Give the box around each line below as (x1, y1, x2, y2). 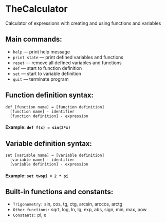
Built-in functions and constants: (5, 187, 114, 196)
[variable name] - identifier (10, 157, 75, 162)
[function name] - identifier (10, 109, 75, 114)
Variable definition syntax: (5, 139, 93, 148)
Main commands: (5, 35, 63, 44)
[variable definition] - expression (10, 161, 88, 167)
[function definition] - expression (10, 114, 88, 119)
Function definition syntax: (5, 91, 94, 100)
